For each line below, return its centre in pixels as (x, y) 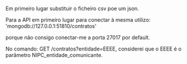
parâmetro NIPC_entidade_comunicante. (54, 55)
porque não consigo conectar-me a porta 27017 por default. (78, 37)
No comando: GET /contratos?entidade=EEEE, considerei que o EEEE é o (93, 49)
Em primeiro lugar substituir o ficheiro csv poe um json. (72, 9)
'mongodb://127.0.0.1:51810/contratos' (51, 26)
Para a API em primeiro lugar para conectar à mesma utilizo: (78, 20)
